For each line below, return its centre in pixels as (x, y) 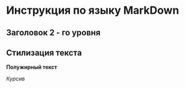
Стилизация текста (44, 52)
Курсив (16, 79)
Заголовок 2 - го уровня (53, 33)
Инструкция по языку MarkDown (93, 10)
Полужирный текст (32, 67)
